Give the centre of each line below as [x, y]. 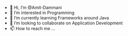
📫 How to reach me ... [32, 28]
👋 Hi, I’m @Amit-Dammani [36, 8]
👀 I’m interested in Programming [42, 13]
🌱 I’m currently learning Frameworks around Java [59, 18]
